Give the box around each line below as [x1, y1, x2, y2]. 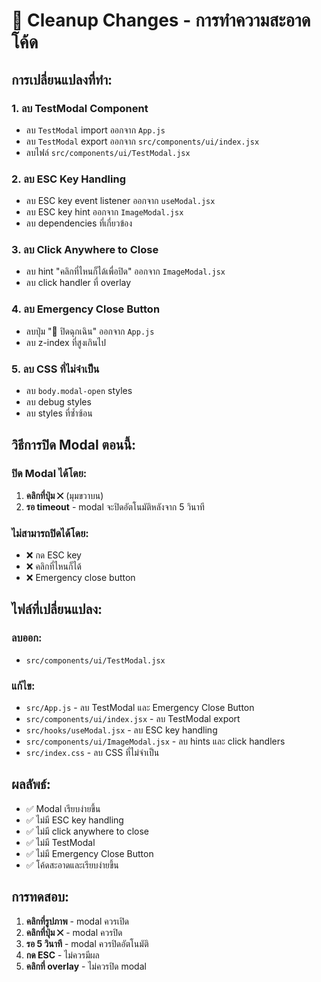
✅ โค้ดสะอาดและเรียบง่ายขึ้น [25, 859, 119, 871]
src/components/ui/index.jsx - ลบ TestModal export [25, 713, 241, 725]
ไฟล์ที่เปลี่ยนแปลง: [11, 601, 103, 618]
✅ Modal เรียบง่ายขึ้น [25, 802, 101, 814]
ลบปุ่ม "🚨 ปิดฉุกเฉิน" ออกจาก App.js [25, 325, 155, 337]
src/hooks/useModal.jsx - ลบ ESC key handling [25, 724, 218, 736]
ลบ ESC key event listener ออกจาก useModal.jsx [25, 195, 216, 207]
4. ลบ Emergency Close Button [11, 302, 161, 316]
